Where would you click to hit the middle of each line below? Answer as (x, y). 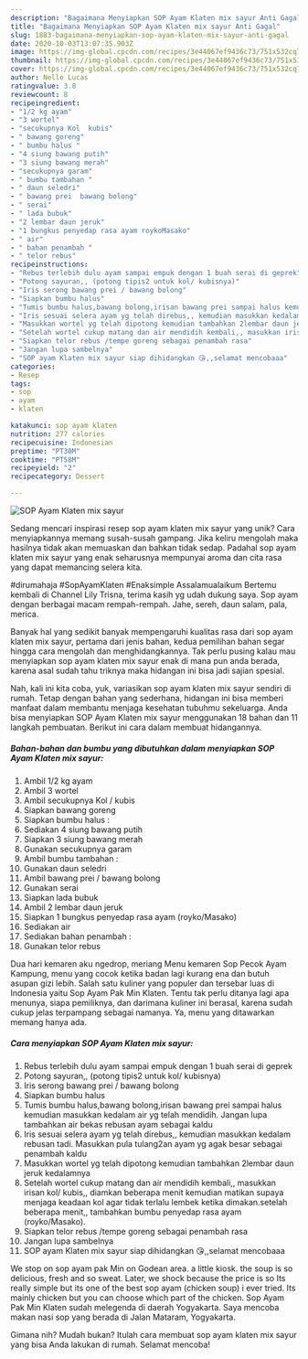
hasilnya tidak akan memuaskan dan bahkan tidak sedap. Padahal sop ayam (153, 548)
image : (23, 52)
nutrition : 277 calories (58, 434)
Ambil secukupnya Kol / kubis (79, 800)
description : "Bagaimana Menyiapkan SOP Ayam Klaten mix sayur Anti (143, 18)
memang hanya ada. (49, 1022)
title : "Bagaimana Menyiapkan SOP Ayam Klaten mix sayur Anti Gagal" (146, 27)
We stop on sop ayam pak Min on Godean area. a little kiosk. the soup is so (152, 1268)
